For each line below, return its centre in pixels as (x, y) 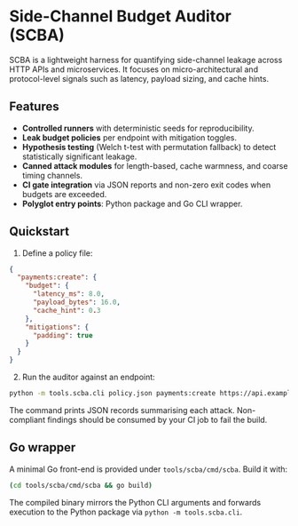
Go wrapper (43, 447)
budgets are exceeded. (64, 194)
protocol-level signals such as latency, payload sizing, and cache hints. (139, 78)
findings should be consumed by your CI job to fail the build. (157, 419)
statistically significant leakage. (79, 156)
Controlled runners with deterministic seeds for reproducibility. (138, 128)
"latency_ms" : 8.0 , (68, 294)
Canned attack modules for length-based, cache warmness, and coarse (155, 165)
